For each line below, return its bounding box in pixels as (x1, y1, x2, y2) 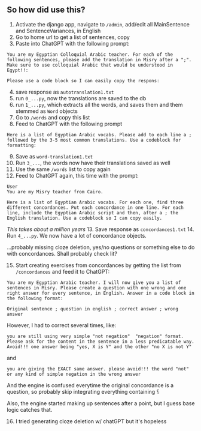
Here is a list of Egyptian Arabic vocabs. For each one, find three (7, 199, 184, 205)
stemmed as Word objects (15, 107, 78, 115)
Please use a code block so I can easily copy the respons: (7, 77, 160, 83)
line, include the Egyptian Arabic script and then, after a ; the (7, 209, 179, 216)
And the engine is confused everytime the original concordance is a (7, 381, 174, 389)
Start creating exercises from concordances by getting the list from (15, 261, 181, 269)
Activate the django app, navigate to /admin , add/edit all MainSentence (15, 20, 190, 28)
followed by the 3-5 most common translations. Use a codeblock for (7, 137, 181, 143)
